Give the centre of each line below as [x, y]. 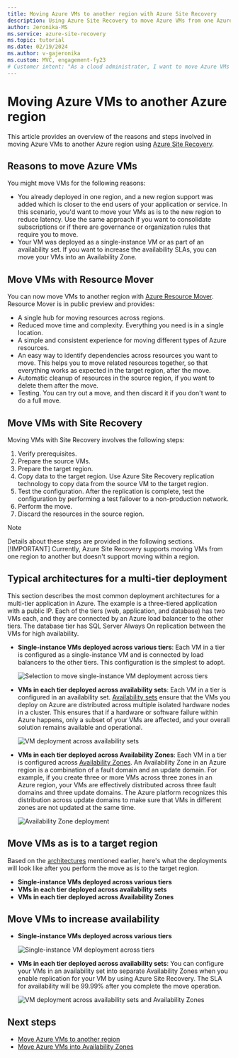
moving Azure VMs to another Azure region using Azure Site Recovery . [111, 144]
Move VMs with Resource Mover [81, 280]
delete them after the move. [58, 386]
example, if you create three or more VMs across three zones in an [115, 777]
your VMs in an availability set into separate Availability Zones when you [123, 971]
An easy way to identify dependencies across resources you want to [118, 356]
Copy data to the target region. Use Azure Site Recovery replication [116, 476]
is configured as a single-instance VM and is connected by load [110, 654]
